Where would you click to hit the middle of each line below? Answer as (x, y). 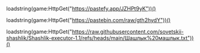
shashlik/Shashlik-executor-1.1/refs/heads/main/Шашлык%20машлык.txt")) (100, 38)
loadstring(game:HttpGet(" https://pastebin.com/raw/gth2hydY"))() (89, 20)
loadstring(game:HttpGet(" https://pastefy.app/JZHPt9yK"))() (81, 9)
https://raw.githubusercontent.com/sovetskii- (128, 32)
